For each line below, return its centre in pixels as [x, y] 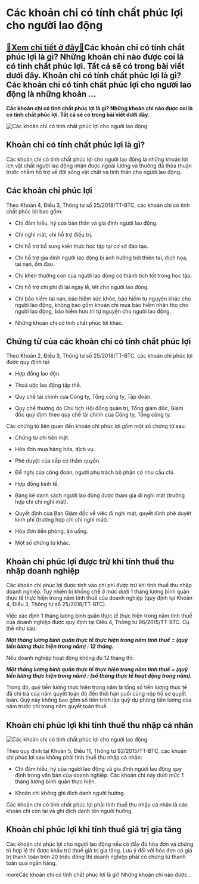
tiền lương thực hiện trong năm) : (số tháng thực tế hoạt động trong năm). [99, 676]
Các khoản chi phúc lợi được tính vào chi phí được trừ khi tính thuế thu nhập [99, 585]
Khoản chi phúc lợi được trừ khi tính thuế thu [90, 561]
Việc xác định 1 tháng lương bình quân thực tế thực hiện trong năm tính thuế [99, 616]
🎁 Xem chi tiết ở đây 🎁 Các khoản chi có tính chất [96, 47]
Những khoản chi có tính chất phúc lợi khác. [69, 322]
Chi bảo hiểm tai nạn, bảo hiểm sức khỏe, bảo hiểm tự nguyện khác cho [103, 299]
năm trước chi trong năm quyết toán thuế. [57, 706]
